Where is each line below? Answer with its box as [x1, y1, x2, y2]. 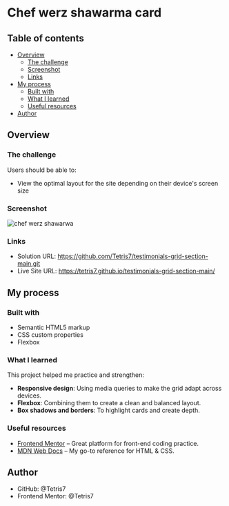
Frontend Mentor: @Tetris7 [17, 492, 94, 500]
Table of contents [7, 32, 84, 44]
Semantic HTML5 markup [17, 323, 90, 331]
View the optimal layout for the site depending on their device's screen [17, 179, 219, 187]
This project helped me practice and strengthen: [7, 371, 145, 379]
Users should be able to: [7, 166, 77, 174]
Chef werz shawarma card [7, 5, 162, 21]
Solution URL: [17, 252, 57, 260]
